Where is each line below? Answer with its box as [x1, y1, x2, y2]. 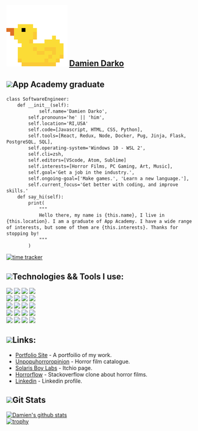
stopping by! [6, 230, 40, 237]
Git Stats [12, 395, 46, 405]
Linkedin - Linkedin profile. [15, 377, 82, 385]
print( [28, 200, 45, 207]
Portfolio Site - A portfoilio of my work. [15, 351, 112, 358]
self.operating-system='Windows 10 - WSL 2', [28, 145, 146, 152]
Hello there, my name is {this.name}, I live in [38, 212, 165, 219]
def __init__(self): [17, 102, 69, 109]
